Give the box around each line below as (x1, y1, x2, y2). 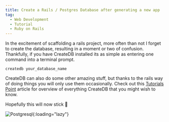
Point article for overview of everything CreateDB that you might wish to (5, 86, 156, 92)
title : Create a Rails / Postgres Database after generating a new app (5, 7, 160, 13)
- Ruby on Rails (10, 26, 44, 32)
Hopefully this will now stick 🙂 (5, 101, 68, 107)
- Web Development (10, 17, 49, 22)
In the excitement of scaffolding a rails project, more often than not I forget (5, 40, 161, 46)
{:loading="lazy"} (32, 111, 69, 117)
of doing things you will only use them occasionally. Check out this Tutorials (5, 81, 164, 87)
